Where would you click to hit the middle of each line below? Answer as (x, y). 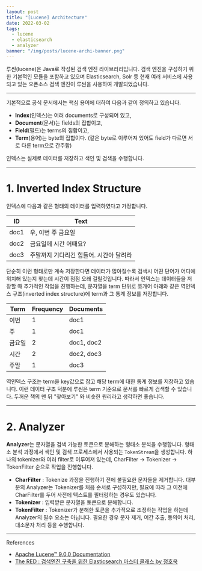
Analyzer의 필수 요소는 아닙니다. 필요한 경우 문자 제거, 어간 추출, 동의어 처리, (105, 517)
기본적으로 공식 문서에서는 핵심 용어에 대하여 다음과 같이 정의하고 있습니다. (94, 102)
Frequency (48, 309)
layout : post (23, 12)
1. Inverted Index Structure (74, 188)
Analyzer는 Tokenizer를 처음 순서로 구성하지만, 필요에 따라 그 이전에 (107, 487)
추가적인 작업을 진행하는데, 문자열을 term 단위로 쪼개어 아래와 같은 (102, 286)
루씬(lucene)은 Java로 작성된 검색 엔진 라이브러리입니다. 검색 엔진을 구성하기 (97, 69)
